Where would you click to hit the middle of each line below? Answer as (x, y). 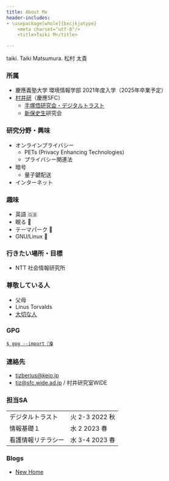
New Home (29, 472)
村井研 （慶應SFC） (39, 98)
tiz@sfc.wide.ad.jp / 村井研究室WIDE (61, 383)
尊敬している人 (28, 286)
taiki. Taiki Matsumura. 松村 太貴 (47, 58)
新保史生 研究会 (43, 113)
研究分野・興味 (28, 131)
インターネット (34, 182)
